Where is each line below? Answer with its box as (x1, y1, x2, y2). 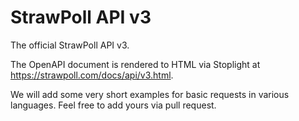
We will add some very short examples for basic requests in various (10, 88, 290, 100)
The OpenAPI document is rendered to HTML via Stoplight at (10, 58, 261, 70)
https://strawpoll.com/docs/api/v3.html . (10, 69, 174, 81)
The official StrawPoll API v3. (10, 39, 130, 51)
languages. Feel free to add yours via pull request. (10, 99, 217, 111)
